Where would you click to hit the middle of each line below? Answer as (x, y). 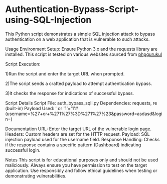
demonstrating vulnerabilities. (36, 176)
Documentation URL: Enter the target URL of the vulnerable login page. (78, 129)
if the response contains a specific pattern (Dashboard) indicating (73, 145)
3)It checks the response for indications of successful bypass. (70, 93)
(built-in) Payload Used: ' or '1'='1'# (42, 108)
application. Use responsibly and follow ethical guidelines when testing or (81, 170)
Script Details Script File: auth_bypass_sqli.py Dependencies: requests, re (81, 103)
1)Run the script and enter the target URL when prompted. (65, 73)
